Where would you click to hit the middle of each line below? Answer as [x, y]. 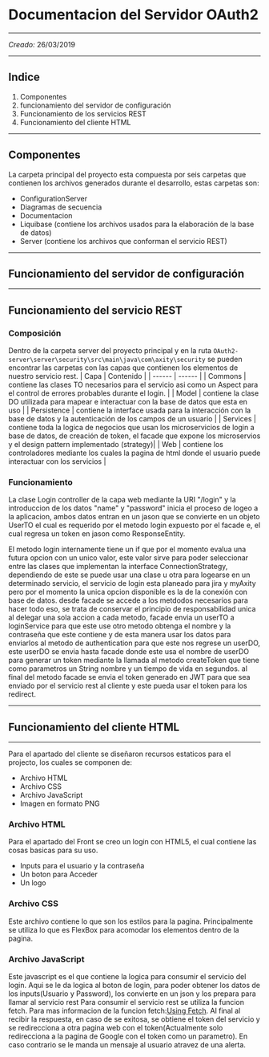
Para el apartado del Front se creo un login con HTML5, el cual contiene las [132, 842]
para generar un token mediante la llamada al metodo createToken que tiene [134, 661]
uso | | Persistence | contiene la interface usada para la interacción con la [130, 410]
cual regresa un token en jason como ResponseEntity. [97, 534]
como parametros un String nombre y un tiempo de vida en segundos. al [128, 669]
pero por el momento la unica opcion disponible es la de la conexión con [128, 592]
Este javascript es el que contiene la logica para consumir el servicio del [127, 977]
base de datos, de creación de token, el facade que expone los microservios [134, 436]
